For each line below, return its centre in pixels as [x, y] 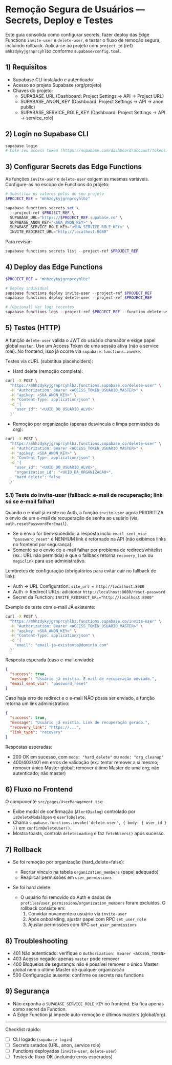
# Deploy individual [27, 288]
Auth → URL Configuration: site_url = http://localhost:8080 [79, 586]
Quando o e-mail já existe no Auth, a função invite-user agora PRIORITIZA [84, 512]
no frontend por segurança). [42, 544]
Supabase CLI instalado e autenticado [53, 79]
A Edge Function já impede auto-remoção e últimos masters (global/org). [90, 1015]
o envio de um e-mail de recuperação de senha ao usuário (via [72, 518]
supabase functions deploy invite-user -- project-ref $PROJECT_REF [79, 293]
